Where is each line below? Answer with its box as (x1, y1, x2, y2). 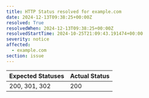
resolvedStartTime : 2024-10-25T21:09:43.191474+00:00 (6, 31, 144, 37)
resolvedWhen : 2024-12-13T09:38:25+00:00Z (6, 25, 114, 31)
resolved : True (6, 20, 44, 26)
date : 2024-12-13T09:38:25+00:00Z (6, 14, 93, 20)
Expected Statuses (9, 72, 65, 80)
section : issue (6, 53, 44, 59)
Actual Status (69, 72, 110, 80)
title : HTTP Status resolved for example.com (6, 8, 121, 15)
